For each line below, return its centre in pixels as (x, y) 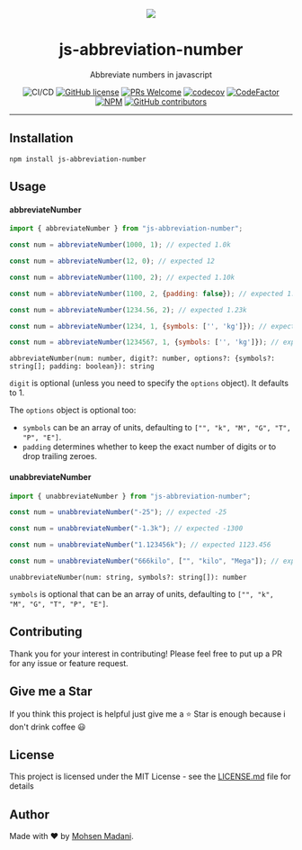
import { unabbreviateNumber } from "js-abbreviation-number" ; (130, 496)
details (22, 786)
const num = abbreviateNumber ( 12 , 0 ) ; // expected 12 (112, 261)
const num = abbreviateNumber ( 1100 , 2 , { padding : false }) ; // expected (146, 294)
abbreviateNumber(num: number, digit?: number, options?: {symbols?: (142, 359)
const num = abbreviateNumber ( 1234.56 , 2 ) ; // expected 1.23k (128, 310)
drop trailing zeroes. (59, 457)
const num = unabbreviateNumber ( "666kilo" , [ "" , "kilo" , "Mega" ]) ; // (144, 561)
